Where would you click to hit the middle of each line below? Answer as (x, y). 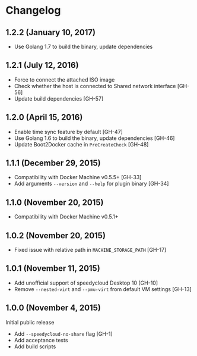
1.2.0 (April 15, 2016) (44, 118)
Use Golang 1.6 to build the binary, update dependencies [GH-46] (94, 138)
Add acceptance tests (41, 340)
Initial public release (30, 322)
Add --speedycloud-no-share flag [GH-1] (63, 333)
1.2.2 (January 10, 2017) (51, 32)
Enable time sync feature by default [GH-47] (68, 132)
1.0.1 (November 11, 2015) (53, 268)
